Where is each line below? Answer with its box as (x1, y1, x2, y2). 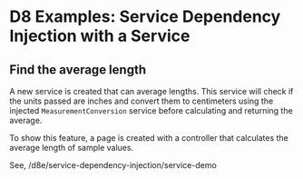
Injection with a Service (9, 25, 191, 46)
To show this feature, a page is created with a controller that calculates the (9, 133, 288, 143)
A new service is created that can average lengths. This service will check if (9, 86, 294, 96)
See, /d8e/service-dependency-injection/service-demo (9, 160, 218, 170)
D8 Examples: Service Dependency (9, 6, 281, 27)
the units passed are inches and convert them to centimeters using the (9, 95, 274, 106)
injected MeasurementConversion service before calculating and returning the (9, 105, 293, 115)
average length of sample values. (9, 143, 134, 153)
